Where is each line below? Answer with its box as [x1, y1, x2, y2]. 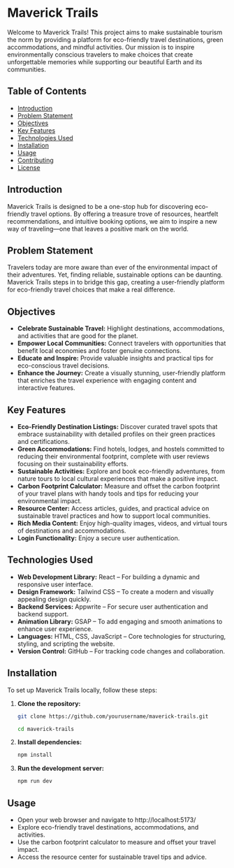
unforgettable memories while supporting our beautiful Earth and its [7, 57, 203, 66]
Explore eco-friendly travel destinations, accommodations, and [17, 823, 199, 831]
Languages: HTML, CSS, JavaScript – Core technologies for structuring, [17, 632, 226, 640]
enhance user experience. [17, 624, 93, 633]
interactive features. [17, 384, 75, 392]
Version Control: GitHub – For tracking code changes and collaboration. [17, 646, 226, 655]
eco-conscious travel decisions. [17, 361, 110, 370]
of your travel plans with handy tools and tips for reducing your [17, 489, 199, 498]
